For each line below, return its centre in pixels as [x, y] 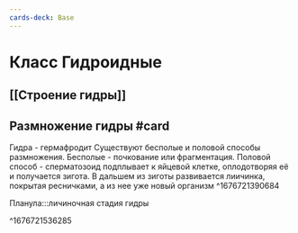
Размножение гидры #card [90, 125]
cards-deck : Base [42, 18]
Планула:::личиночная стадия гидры [79, 203]
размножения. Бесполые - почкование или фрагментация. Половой [140, 157]
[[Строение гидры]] [68, 95]
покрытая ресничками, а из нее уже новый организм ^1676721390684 [144, 186]
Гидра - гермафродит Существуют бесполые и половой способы [135, 148]
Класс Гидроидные [86, 62]
